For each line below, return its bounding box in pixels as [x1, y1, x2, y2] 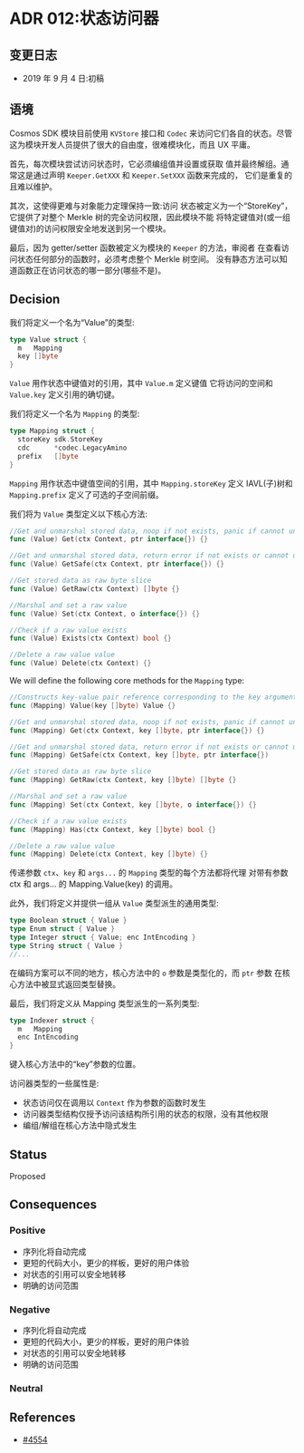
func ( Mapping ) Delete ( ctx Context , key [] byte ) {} [9, 849, 208, 859]
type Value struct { [9, 334, 88, 344]
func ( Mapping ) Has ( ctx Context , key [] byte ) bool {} [9, 825, 217, 834]
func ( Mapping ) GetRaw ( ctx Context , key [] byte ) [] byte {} [9, 776, 237, 785]
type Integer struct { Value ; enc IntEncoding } [9, 933, 196, 942]
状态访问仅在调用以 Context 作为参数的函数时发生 [22, 1098, 206, 1109]
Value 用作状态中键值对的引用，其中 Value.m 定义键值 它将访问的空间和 [9, 378, 273, 389]
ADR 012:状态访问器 [9, 8, 160, 29]
